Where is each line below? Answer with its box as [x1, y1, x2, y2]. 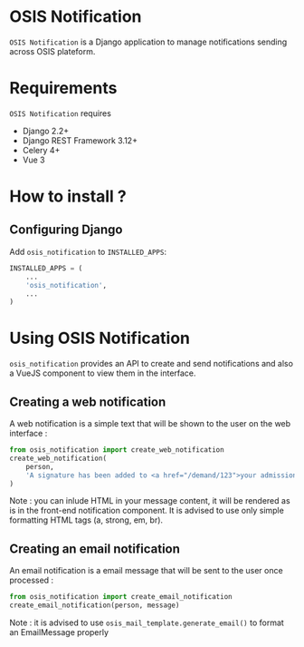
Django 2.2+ [22, 125, 70, 136]
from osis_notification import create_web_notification [9, 446, 224, 455]
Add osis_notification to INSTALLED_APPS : [9, 246, 167, 257]
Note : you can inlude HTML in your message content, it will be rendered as [9, 495, 291, 506]
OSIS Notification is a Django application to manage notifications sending [9, 36, 288, 47]
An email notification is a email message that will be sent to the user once [9, 565, 283, 576]
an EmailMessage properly [9, 626, 109, 637]
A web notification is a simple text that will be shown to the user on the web [9, 418, 291, 428]
